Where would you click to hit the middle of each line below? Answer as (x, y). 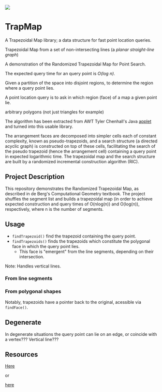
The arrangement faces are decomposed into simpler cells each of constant (81, 136)
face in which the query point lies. (46, 246)
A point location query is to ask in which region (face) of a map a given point (81, 97)
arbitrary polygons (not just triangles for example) (54, 112)
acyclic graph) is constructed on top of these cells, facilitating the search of (80, 146)
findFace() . (16, 307)
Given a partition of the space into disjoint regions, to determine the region (79, 83)
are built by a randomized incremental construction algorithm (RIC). (72, 161)
